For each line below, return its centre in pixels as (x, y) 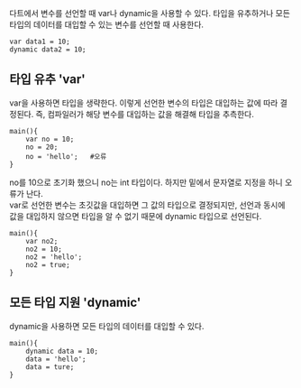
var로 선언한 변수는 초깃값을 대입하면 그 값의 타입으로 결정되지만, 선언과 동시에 (147, 205)
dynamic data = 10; (62, 351)
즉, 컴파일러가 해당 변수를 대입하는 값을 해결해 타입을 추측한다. (145, 114)
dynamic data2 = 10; (48, 50)
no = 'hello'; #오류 (66, 156)
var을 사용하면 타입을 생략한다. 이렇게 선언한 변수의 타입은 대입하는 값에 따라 (144, 103)
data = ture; (50, 367)
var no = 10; (50, 139)
